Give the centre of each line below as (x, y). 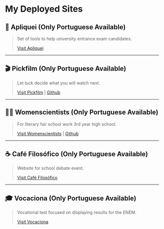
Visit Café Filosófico (37, 178)
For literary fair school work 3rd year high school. (67, 124)
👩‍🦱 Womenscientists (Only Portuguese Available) (82, 113)
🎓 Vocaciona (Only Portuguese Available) (71, 198)
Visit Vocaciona (33, 222)
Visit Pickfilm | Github (39, 92)
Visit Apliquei (30, 48)
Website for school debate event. (50, 168)
